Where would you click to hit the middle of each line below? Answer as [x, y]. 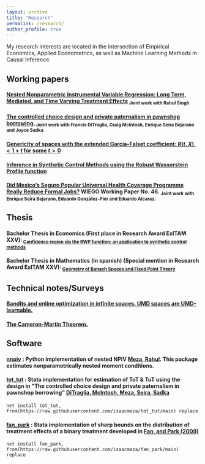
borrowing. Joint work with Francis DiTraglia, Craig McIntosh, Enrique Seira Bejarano [100, 124]
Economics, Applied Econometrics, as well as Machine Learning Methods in [102, 53]
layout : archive [27, 12]
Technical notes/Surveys [55, 288]
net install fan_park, [35, 444]
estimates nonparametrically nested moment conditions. [80, 365]
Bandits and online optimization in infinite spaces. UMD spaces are [93, 304]
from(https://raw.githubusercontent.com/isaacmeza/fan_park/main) [93, 450]
